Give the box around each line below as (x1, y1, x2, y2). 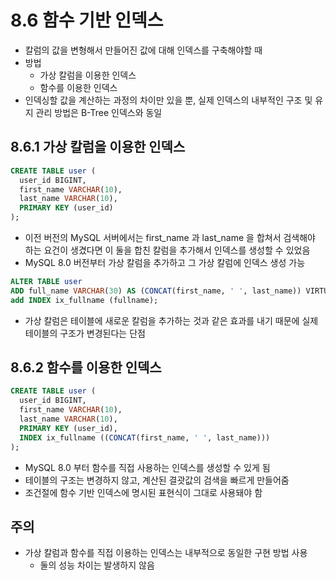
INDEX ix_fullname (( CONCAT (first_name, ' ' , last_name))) (19, 432, 271, 443)
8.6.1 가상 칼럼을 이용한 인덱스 (10, 139, 186, 156)
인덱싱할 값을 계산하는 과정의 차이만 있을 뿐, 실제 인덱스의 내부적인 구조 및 (24, 94, 313, 106)
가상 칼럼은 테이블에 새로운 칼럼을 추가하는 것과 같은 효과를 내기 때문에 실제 (24, 314, 319, 326)
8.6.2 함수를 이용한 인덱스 (10, 359, 162, 376)
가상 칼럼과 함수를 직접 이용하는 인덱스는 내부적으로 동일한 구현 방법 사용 (24, 547, 308, 559)
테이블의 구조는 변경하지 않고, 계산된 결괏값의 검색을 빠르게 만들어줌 (24, 474, 290, 486)
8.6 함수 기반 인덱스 (10, 9, 164, 32)
